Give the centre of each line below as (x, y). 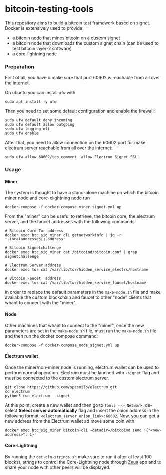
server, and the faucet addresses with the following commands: (71, 222)
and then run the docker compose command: (52, 336)
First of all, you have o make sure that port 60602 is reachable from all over (83, 78)
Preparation (20, 67)
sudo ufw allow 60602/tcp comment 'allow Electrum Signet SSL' (72, 157)
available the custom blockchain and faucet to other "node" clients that (78, 297)
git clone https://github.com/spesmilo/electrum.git (61, 387)
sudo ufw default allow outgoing (40, 125)
